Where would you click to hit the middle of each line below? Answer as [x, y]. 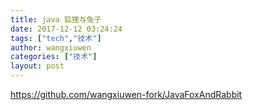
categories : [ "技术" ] [54, 57]
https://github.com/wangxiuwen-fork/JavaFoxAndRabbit [126, 94]
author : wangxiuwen [51, 47]
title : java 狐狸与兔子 [56, 19]
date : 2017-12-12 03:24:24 [66, 29]
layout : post [37, 66]
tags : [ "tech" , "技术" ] [56, 38]
